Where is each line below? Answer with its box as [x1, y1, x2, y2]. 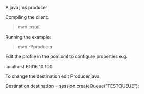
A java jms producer [5, 5, 47, 10]
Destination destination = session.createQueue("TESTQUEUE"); [5, 83, 139, 89]
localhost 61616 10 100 [5, 64, 53, 69]
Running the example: [5, 34, 51, 40]
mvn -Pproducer [17, 44, 53, 50]
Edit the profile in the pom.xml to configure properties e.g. [5, 53, 128, 59]
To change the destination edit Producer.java [5, 73, 100, 79]
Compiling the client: [5, 14, 49, 20]
